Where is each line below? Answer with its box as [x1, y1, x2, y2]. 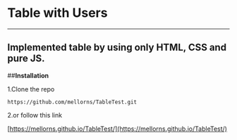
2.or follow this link [7, 110, 62, 119]
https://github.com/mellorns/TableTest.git [7, 98, 138, 106]
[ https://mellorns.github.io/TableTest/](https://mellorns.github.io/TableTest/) [7, 125, 228, 133]
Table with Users [7, 5, 108, 21]
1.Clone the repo [7, 84, 55, 93]
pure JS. [7, 53, 45, 65]
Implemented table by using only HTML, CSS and [7, 42, 227, 53]
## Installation [7, 71, 49, 79]
